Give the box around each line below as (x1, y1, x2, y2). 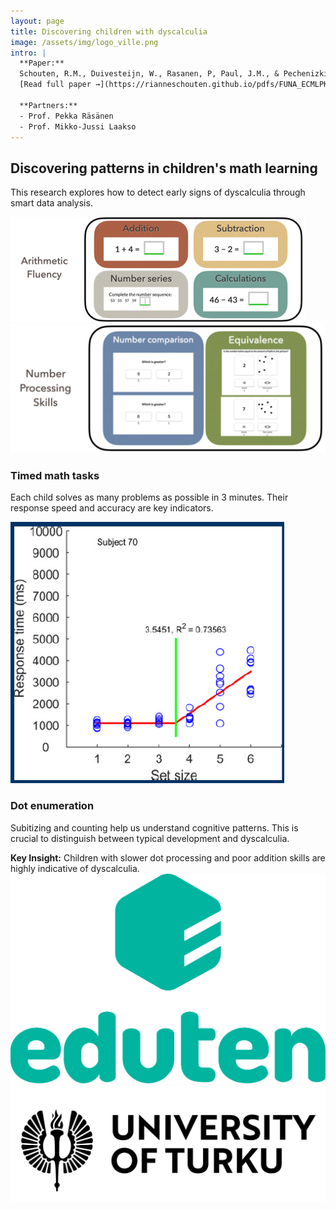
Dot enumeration (10, 799, 95, 813)
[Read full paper (19, 80, 92, 90)
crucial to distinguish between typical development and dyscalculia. (10, 832, 290, 844)
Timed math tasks (10, 468, 100, 482)
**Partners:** (19, 100, 78, 110)
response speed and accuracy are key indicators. (10, 502, 214, 514)
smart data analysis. (10, 197, 93, 209)
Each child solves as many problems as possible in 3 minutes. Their (10, 491, 289, 504)
